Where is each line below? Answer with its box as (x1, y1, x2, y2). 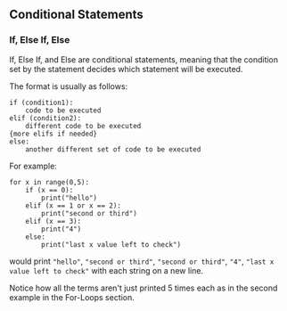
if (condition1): (9, 98, 74, 107)
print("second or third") (41, 209, 138, 217)
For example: (9, 160, 58, 171)
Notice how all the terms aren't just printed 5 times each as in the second (9, 282, 278, 293)
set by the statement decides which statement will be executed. (9, 63, 243, 74)
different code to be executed (25, 121, 142, 130)
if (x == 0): (25, 185, 74, 194)
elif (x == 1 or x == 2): (25, 201, 122, 210)
